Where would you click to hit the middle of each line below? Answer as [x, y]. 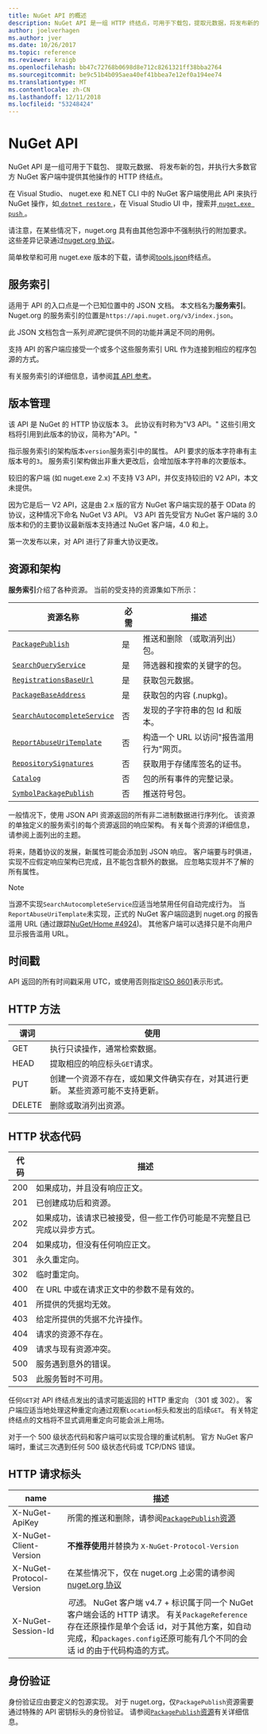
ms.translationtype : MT [48, 82]
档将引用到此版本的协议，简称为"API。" [73, 433]
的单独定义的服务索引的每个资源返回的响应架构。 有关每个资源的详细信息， [131, 825]
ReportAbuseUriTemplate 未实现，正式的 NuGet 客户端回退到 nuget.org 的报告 [133, 914]
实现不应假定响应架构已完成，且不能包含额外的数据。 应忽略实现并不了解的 [131, 861]
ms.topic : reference [43, 52]
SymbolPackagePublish [53, 793]
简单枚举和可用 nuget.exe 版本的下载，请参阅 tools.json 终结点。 [112, 257]
